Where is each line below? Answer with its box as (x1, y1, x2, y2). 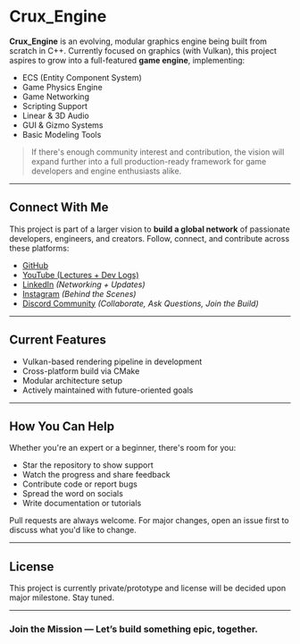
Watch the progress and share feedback (21, 470, 171, 480)
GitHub (21, 259, 49, 270)
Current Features (9, 333, 107, 348)
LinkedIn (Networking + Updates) (21, 279, 146, 290)
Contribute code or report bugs (21, 479, 138, 489)
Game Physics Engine (21, 81, 103, 92)
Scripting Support (21, 100, 87, 111)
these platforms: (9, 242, 70, 253)
